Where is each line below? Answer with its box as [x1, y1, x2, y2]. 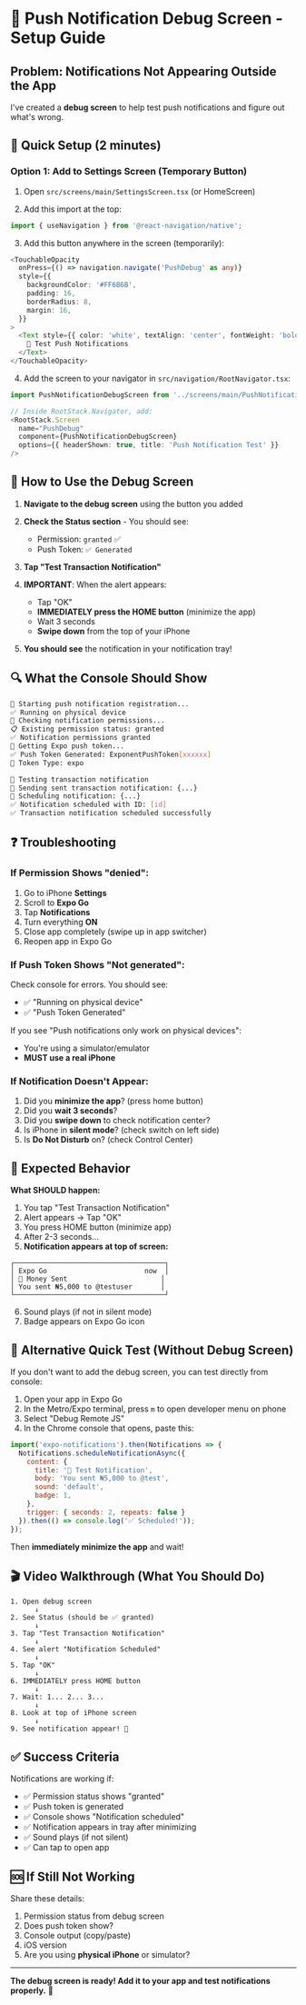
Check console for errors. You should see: [10, 979, 169, 990]
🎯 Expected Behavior [10, 1161, 131, 1176]
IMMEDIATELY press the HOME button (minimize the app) [36, 606, 256, 617]
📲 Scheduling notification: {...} [10, 792, 142, 801]
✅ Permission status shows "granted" [23, 1791, 165, 1802]
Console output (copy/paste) [23, 1930, 131, 1941]
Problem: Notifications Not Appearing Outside [10, 64, 277, 79]
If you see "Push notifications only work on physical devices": [10, 1025, 242, 1036]
